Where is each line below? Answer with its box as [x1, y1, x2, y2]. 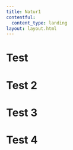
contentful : [6, 14, 36, 20]
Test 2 [6, 78, 37, 92]
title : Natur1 [6, 8, 42, 15]
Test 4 [6, 133, 38, 146]
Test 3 [6, 106, 37, 120]
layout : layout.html [6, 25, 58, 32]
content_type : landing [11, 20, 68, 26]
